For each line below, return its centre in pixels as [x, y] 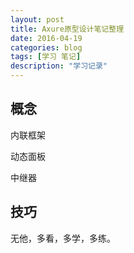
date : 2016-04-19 [46, 38]
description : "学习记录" [59, 66]
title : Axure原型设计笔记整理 [67, 29]
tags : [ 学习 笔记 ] [46, 57]
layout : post [37, 19]
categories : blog [46, 47]
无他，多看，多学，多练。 [63, 238]
